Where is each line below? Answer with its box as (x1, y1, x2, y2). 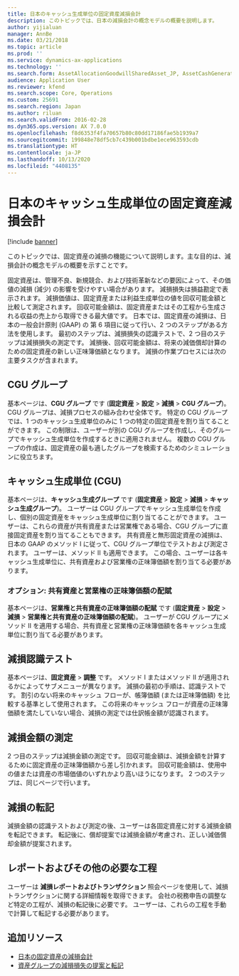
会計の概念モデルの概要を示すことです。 (13, 260, 132, 269)
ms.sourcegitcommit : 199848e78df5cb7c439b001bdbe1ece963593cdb (7, 136, 199, 143)
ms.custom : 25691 (7, 97, 59, 104)
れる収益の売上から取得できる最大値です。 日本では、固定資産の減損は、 (7, 311, 221, 320)
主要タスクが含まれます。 (7, 356, 82, 364)
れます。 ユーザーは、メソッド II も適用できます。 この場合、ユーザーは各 (7, 548, 222, 557)
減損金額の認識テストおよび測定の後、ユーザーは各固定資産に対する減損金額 (7, 822, 232, 830)
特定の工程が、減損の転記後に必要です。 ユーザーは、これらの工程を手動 (13, 900, 226, 908)
